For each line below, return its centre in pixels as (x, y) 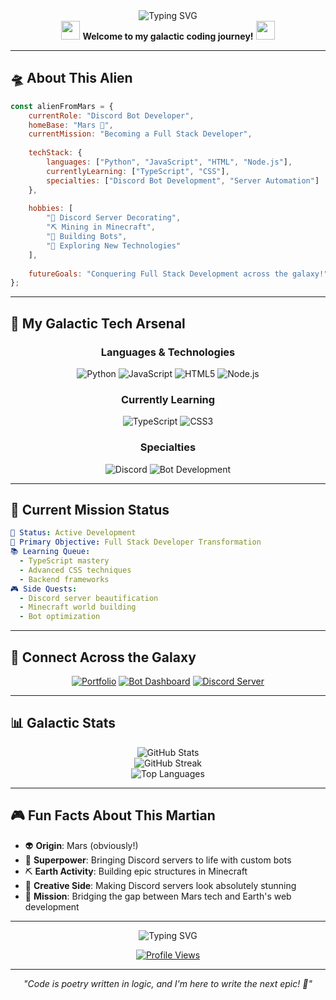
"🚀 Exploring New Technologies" (114, 245)
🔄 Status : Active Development (73, 533)
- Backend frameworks (64, 579)
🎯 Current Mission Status (90, 509)
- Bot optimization (60, 617)
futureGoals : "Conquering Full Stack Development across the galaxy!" (178, 274)
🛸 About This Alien (71, 78)
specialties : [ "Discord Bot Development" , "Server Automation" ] (183, 180)
